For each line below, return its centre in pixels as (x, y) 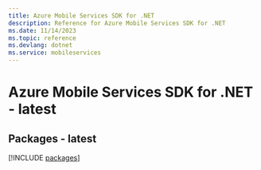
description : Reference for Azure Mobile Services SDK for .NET (117, 23)
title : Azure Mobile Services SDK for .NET (82, 16)
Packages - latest (53, 138)
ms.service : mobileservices (55, 53)
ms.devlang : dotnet (41, 45)
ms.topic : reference (43, 38)
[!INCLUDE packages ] (44, 158)
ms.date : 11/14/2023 (43, 30)
